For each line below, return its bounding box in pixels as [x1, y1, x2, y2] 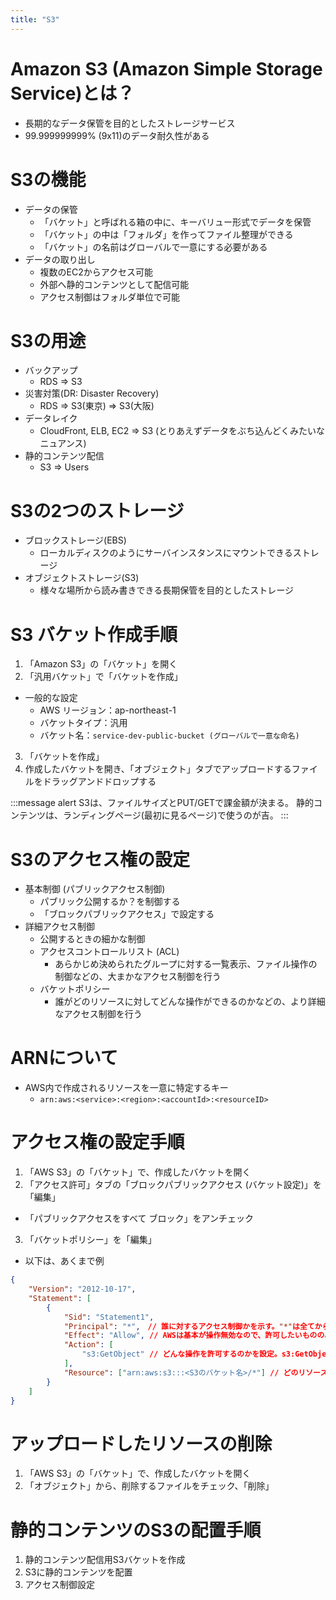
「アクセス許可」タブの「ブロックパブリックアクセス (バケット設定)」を [24, 1179, 322, 1191]
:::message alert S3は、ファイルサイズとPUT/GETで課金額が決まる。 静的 [10, 797, 315, 809]
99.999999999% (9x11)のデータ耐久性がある [24, 129, 210, 141]
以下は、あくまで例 [24, 1255, 105, 1267]
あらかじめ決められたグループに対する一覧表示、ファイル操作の [54, 958, 318, 970]
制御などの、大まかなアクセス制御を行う [54, 971, 222, 983]
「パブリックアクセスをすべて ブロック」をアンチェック [24, 1212, 254, 1225]
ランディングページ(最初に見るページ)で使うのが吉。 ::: [62, 809, 289, 821]
